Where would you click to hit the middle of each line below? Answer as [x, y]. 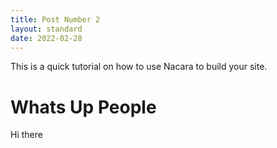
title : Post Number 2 [55, 19]
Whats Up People [83, 107]
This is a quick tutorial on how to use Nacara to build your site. [139, 67]
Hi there [26, 135]
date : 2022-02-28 [46, 38]
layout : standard [46, 29]
